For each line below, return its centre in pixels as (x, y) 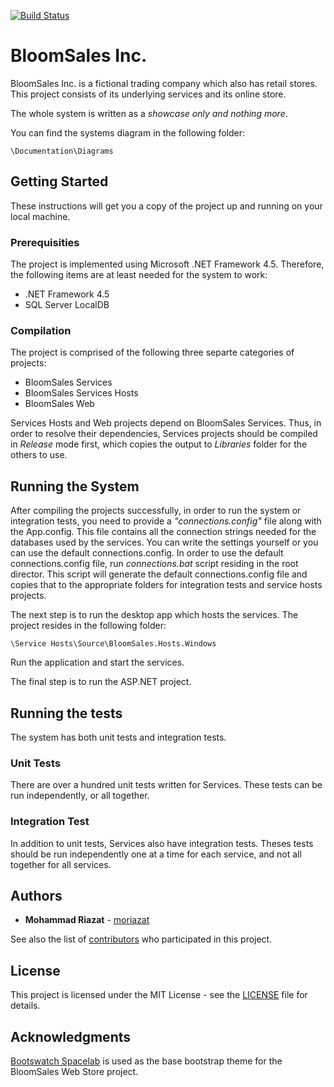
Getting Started (59, 181)
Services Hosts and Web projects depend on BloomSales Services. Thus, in (166, 423)
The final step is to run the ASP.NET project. (101, 682)
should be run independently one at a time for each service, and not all (156, 854)
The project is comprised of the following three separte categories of (152, 352)
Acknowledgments (71, 1036)
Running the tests (66, 713)
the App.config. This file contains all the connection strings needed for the (163, 532)
